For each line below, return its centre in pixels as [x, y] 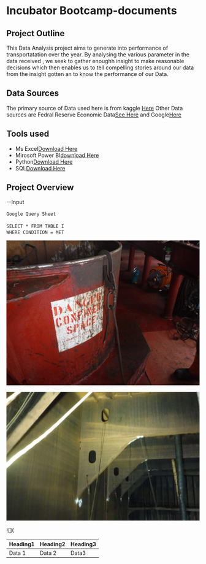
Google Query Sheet [31, 214]
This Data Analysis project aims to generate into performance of [87, 48]
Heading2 [52, 544]
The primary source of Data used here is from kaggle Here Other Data [95, 108]
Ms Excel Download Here [46, 148]
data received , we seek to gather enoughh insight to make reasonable [95, 61]
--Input [15, 202]
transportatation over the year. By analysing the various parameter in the [98, 55]
